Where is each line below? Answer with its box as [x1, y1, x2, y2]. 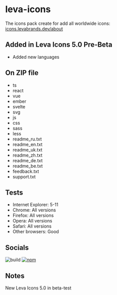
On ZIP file [5, 68, 39, 77]
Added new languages [12, 54, 60, 60]
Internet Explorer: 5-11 [12, 202, 58, 208]
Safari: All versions [12, 223, 52, 229]
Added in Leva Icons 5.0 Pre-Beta [5, 41, 112, 49]
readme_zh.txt [12, 152, 43, 158]
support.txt [12, 173, 36, 179]
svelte [12, 103, 26, 109]
